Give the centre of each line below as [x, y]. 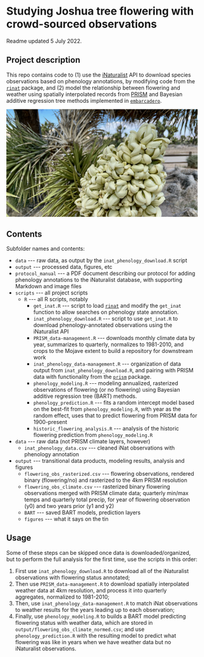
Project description [43, 60]
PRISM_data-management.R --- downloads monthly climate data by [114, 338]
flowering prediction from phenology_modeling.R [93, 435]
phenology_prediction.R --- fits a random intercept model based [114, 403]
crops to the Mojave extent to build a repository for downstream [113, 351]
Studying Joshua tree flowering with [100, 11]
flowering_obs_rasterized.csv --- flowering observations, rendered [109, 474]
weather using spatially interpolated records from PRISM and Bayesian [94, 94]
